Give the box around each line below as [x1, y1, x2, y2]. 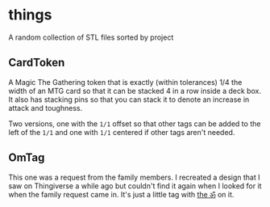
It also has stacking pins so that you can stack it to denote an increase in [8, 95, 250, 104]
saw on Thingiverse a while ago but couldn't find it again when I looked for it [8, 180, 262, 191]
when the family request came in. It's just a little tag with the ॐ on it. [8, 189, 235, 199]
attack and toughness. [8, 103, 83, 112]
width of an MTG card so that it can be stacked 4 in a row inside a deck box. [8, 86, 262, 95]
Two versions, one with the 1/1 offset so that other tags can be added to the [8, 119, 261, 129]
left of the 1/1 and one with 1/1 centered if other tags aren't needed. [8, 127, 235, 137]
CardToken [8, 56, 65, 70]
